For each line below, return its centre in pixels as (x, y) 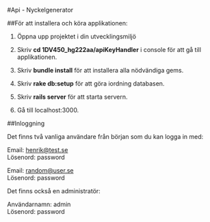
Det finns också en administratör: (54, 191)
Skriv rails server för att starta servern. (72, 97)
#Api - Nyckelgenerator (40, 10)
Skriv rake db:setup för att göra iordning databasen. (91, 84)
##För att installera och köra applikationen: (67, 23)
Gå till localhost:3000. (48, 110)
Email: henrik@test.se (38, 150)
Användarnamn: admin (39, 204)
